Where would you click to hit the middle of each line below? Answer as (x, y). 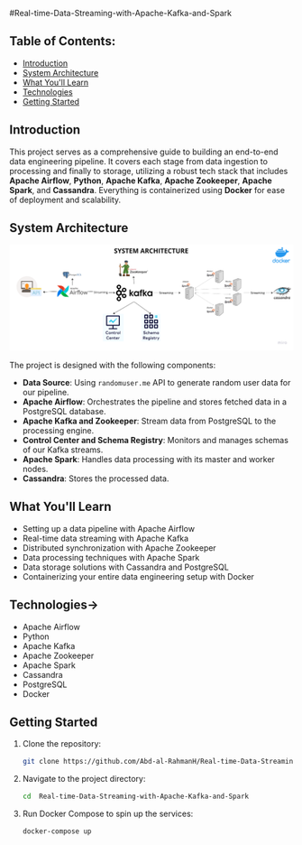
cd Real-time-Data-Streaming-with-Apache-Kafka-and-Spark (136, 797)
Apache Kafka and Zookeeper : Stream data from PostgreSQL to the (149, 421)
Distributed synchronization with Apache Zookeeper (119, 548)
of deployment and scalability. (65, 200)
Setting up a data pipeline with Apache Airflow (109, 528)
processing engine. (58, 430)
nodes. (35, 469)
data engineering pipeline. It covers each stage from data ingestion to (139, 161)
